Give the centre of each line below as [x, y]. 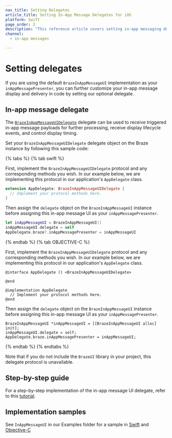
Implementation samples [46, 412]
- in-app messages [30, 39]
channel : [15, 34]
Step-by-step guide [37, 378]
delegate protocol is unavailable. [40, 362]
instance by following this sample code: [47, 148]
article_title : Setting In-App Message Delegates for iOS [68, 15]
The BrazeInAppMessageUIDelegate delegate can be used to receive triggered [86, 122]
